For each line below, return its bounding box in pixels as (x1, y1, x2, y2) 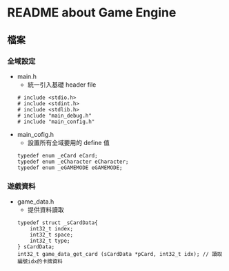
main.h (17, 72, 37, 80)
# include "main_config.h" (17, 118, 95, 125)
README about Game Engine (7, 5, 177, 21)
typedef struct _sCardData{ (17, 219, 98, 226)
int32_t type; (30, 237, 70, 245)
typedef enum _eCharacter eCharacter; (17, 158, 129, 165)
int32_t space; (30, 232, 74, 239)
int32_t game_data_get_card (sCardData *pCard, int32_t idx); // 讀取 (17, 251, 223, 258)
